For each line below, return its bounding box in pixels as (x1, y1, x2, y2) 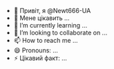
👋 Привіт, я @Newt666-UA (13, 7, 91, 14)
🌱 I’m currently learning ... (13, 21, 88, 29)
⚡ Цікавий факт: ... (13, 54, 67, 62)
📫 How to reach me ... (13, 37, 78, 44)
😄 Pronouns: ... (13, 46, 59, 55)
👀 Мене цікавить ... (13, 14, 70, 22)
